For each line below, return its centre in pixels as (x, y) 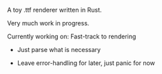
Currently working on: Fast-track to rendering (72, 36)
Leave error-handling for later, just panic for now (86, 63)
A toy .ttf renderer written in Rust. (54, 10)
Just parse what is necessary (59, 50)
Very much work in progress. (48, 23)
